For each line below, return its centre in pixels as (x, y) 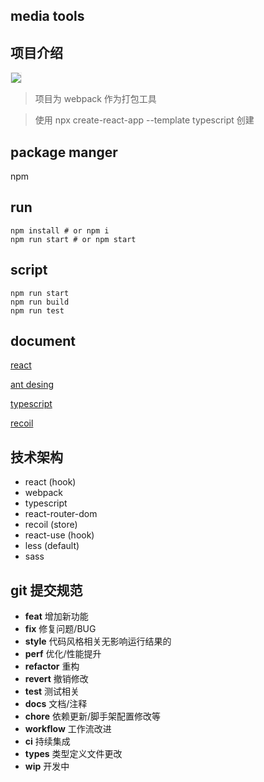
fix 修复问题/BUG (60, 629)
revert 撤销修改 (56, 679)
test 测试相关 (52, 691)
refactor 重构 (52, 666)
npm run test (37, 310)
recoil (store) (51, 525)
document (43, 341)
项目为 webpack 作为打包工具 (95, 99)
